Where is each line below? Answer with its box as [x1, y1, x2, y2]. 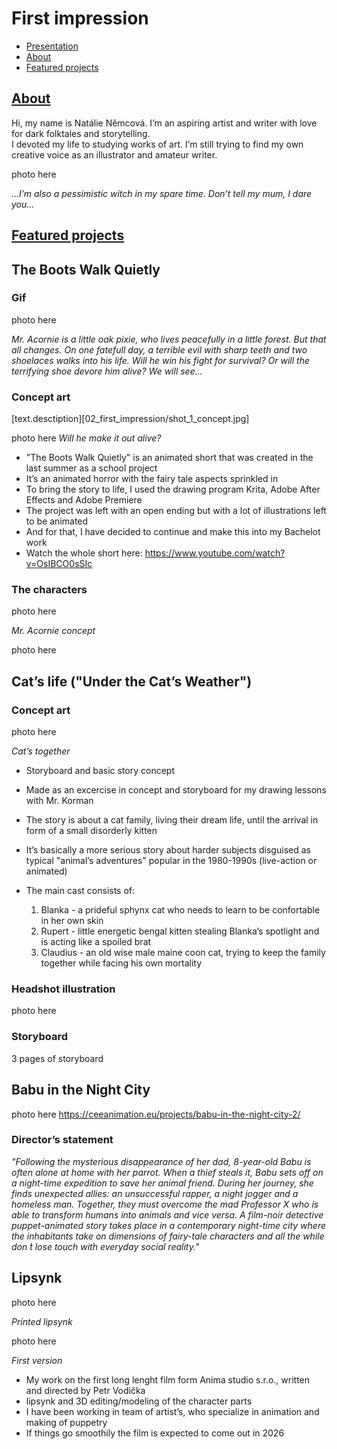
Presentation [25, 40, 79, 52]
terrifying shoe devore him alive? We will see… [11, 365, 203, 377]
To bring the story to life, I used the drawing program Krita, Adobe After [25, 483, 321, 496]
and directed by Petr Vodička [25, 1384, 146, 1396]
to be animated [25, 515, 89, 527]
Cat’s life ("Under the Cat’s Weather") [11, 673, 253, 690]
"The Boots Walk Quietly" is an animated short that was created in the [25, 452, 314, 464]
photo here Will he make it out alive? [11, 432, 162, 444]
